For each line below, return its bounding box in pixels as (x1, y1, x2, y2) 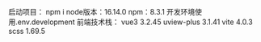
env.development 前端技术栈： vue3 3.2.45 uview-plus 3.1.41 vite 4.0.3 (17, 17, 253, 27)
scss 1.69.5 (8, 27, 46, 36)
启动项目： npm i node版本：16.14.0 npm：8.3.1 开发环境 (8, 7, 196, 16)
